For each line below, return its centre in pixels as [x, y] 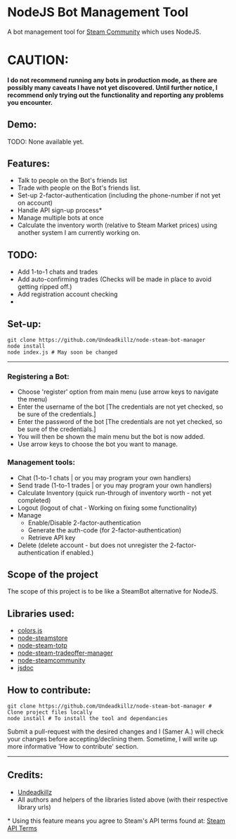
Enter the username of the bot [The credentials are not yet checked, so [120, 407]
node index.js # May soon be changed [63, 352]
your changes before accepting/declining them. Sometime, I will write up [112, 739]
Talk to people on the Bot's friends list [72, 181]
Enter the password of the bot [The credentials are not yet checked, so [120, 422]
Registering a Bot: [39, 376]
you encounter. [30, 102]
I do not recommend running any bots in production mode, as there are [112, 80]
